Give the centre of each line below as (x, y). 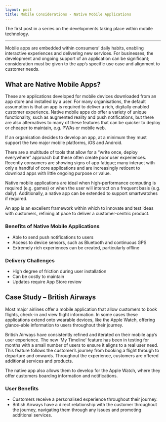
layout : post (19, 10)
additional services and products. (39, 361)
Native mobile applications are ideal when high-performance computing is (81, 183)
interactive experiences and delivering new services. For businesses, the (79, 53)
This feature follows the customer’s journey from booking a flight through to (82, 350)
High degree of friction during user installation (59, 271)
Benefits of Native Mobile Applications (52, 227)
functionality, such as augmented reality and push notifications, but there (80, 117)
